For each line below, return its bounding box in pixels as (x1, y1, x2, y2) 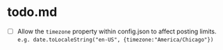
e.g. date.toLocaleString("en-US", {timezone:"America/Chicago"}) (17, 36, 214, 43)
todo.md (7, 4, 58, 20)
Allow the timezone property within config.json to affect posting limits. (17, 27, 217, 35)
